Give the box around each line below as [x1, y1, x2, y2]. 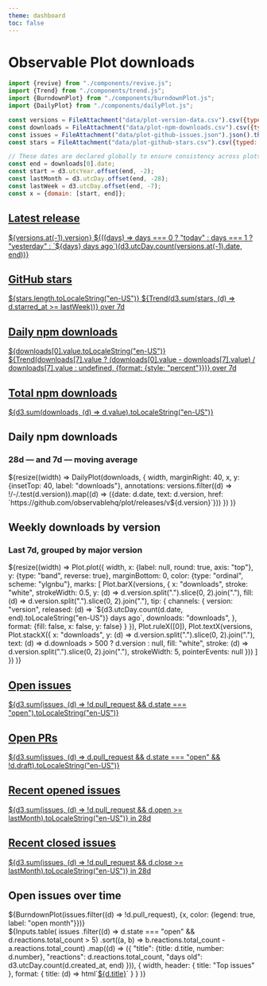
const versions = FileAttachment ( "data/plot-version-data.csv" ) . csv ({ [8, 116, 247, 124]
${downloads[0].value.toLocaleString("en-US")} [8, 347, 166, 356]
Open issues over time [8, 888, 122, 903]
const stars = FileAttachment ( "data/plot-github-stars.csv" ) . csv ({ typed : [8, 138, 258, 146]
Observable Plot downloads [8, 53, 195, 72]
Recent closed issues [8, 837, 117, 850]
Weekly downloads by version [8, 521, 161, 534]
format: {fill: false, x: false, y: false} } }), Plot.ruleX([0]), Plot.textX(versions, [8, 622, 253, 631]
